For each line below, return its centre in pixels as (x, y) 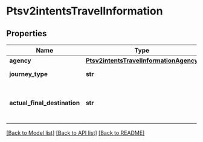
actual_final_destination (45, 103)
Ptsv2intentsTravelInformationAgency (142, 60)
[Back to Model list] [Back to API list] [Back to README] (76, 133)
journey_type (29, 74)
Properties (27, 34)
